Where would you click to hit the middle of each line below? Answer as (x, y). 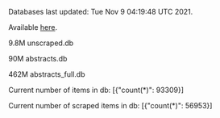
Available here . (33, 27)
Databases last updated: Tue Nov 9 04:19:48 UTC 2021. (101, 12)
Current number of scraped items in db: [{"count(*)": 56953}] (110, 105)
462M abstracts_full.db (47, 74)
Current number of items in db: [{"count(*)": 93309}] (96, 90)
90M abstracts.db (38, 59)
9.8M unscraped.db (41, 43)
